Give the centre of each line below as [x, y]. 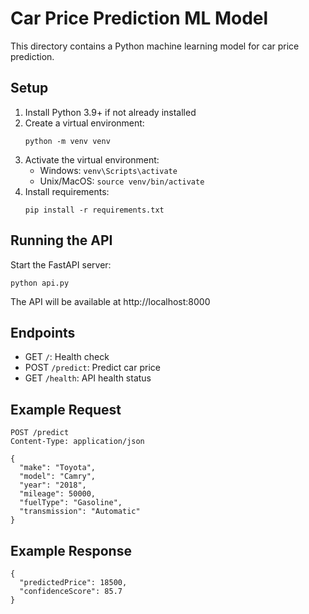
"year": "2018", [53, 485]
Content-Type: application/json [77, 442]
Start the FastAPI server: [61, 264]
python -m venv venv [67, 141]
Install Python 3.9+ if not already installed [110, 112]
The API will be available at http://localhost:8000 [110, 301]
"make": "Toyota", [58, 468]
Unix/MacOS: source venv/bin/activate [122, 181]
